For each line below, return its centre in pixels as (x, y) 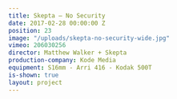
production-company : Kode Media (62, 61)
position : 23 (30, 30)
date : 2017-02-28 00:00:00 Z (57, 23)
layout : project (35, 82)
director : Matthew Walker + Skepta (68, 53)
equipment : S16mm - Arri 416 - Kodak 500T (80, 68)
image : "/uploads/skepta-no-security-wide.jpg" (89, 38)
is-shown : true (34, 75)
